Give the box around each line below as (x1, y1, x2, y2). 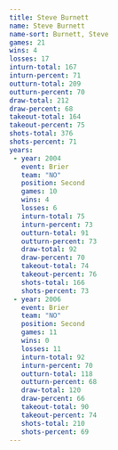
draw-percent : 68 (9, 104, 74, 113)
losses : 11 (20, 344, 62, 353)
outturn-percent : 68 (20, 378, 98, 387)
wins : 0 (20, 336, 50, 345)
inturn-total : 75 (20, 211, 86, 221)
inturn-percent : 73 (20, 220, 93, 229)
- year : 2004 (12, 153, 62, 163)
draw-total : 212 (9, 95, 69, 105)
